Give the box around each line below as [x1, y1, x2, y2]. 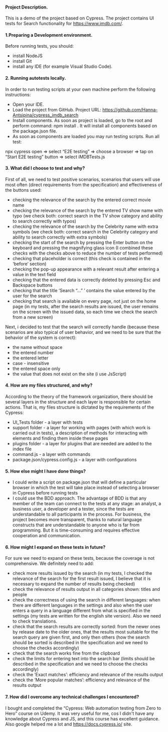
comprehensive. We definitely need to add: [5, 560, 94, 567]
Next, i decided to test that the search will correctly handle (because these [5, 324, 159, 330]
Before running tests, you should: [5, 43, 74, 49]
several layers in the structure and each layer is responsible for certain [5, 399, 151, 405]
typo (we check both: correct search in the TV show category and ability [12, 212, 163, 218]
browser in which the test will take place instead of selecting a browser [12, 484, 159, 491]
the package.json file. [12, 128, 58, 134]
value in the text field [12, 271, 56, 277]
